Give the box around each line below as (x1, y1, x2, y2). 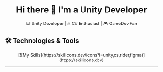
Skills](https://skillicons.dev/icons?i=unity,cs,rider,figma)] (30, 52, 145, 58)
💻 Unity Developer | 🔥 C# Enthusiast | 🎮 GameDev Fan (26, 20, 137, 26)
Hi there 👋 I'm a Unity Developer (16, 4, 147, 15)
